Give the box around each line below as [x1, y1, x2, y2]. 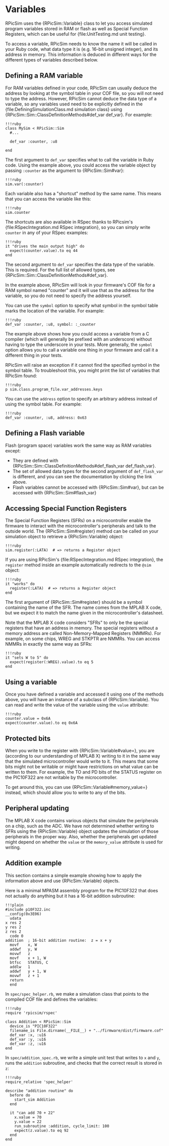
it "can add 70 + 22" [10, 1110, 55, 1115]
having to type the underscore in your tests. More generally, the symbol [5, 341, 152, 348]
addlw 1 [10, 964, 30, 969]
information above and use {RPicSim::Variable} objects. [5, 878, 120, 884]
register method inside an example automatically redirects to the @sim [5, 562, 151, 568]
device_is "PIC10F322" [10, 1023, 58, 1028]
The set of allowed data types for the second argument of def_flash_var [12, 468, 163, 474]
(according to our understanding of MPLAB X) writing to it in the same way [5, 753, 160, 759]
